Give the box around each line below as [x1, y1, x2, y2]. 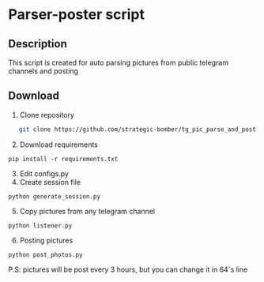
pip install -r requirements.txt [8, 155, 119, 163]
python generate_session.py [8, 192, 101, 201]
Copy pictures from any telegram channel [19, 206, 156, 216]
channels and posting [8, 66, 79, 76]
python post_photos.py [8, 250, 83, 258]
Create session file [19, 177, 81, 186]
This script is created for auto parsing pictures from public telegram [8, 58, 229, 67]
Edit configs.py [19, 168, 70, 179]
